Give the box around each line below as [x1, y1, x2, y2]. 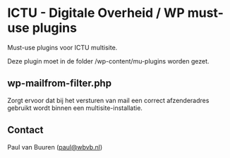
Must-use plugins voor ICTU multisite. [7, 43, 118, 51]
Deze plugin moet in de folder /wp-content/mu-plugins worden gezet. [7, 56, 210, 65]
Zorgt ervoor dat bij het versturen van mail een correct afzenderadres [7, 96, 210, 104]
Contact [7, 124, 44, 136]
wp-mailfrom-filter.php [7, 78, 111, 90]
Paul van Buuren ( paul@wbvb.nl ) [7, 142, 103, 151]
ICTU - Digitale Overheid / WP [7, 5, 185, 21]
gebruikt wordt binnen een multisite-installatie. [7, 104, 143, 112]
